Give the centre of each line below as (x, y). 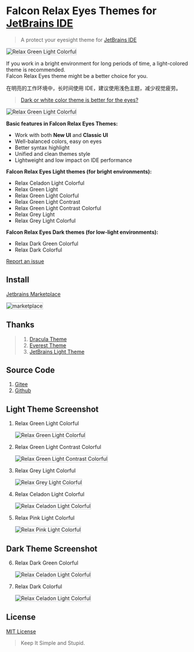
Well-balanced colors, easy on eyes (58, 141)
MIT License (21, 631)
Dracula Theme (48, 339)
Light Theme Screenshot (52, 409)
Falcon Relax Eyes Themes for (81, 11)
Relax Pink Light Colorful (45, 518)
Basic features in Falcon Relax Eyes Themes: (62, 123)
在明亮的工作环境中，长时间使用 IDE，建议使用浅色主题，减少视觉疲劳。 (94, 88)
